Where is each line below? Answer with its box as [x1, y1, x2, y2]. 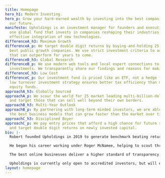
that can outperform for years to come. [9, 52, 93, 58]
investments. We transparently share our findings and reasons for [9, 67, 151, 71]
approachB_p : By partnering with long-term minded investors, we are [5, 107, 151, 112]
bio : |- [5, 130, 21, 135]
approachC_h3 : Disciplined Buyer [5, 116, 74, 121]
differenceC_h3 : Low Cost [5, 71, 58, 76]
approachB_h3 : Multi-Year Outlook [5, 103, 76, 108]
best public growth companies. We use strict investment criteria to [9, 48, 155, 53]
